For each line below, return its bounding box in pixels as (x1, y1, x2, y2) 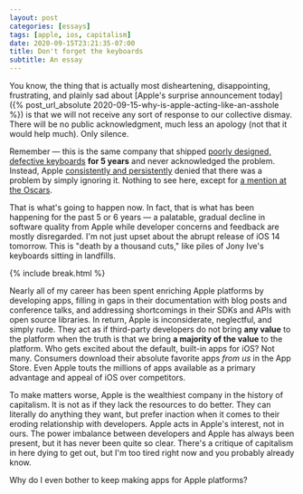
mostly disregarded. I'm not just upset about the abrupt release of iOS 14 (9, 231, 280, 241)
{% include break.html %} (9, 268, 106, 278)
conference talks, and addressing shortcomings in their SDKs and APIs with (9, 305, 291, 315)
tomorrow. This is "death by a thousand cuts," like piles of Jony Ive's (9, 241, 264, 251)
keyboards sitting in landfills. (9, 250, 116, 261)
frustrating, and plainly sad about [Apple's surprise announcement (9, 90, 257, 101)
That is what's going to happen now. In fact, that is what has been (9, 202, 255, 213)
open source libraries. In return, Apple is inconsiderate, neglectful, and (9, 315, 272, 324)
